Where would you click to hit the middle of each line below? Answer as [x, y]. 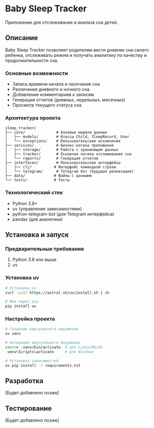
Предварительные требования [45, 249]
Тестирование [28, 408]
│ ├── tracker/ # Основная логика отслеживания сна [69, 154]
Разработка [24, 381]
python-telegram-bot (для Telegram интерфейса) [63, 214]
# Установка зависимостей [32, 361]
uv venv [13, 334]
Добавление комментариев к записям [53, 95]
